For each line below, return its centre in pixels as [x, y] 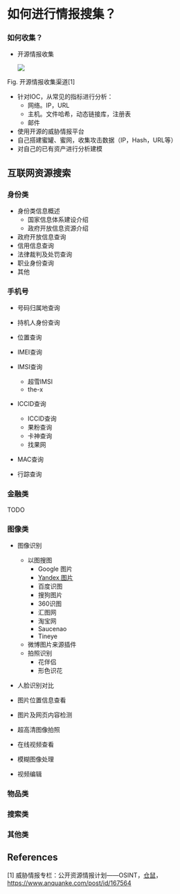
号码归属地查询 [38, 308]
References [33, 858]
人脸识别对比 [35, 685]
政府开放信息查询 [42, 237]
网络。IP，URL [48, 106]
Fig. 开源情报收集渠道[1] [41, 82]
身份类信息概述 [38, 211]
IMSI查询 [30, 367]
